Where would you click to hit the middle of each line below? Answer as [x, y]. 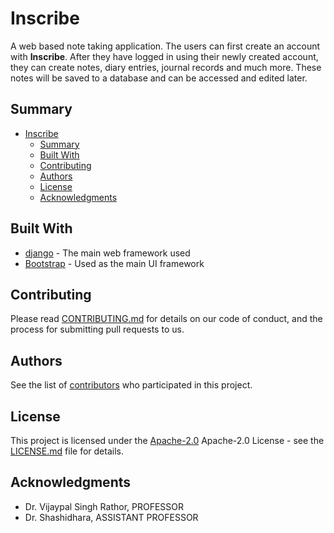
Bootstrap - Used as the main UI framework [114, 263]
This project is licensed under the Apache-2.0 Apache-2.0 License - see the [167, 440]
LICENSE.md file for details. [67, 451]
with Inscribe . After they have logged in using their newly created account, [164, 56]
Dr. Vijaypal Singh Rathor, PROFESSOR [104, 506]
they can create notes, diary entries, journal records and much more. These [166, 67]
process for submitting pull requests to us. [97, 329]
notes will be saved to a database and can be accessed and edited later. [159, 78]
